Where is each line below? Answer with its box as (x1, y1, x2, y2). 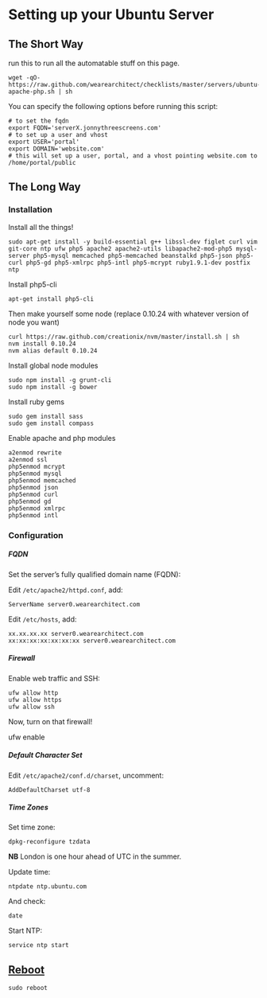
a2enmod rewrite (8, 448, 62, 457)
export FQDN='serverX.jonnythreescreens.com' (8, 124, 161, 132)
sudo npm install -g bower (8, 383, 98, 391)
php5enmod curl (8, 490, 59, 498)
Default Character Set (8, 750, 83, 760)
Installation (8, 205, 53, 216)
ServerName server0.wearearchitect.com (8, 600, 141, 608)
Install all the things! (8, 222, 74, 232)
